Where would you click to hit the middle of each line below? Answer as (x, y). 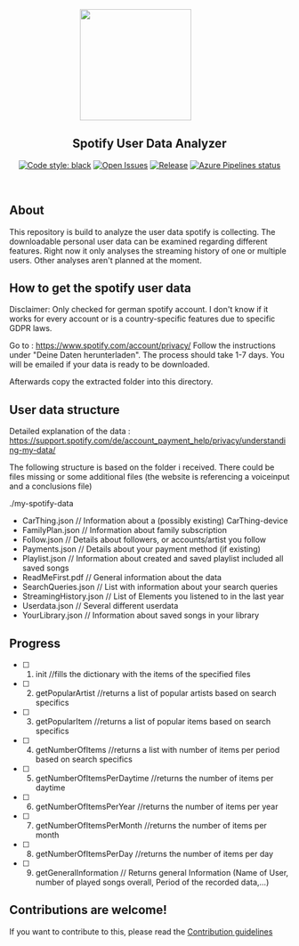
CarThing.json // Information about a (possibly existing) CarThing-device (155, 521)
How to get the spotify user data (100, 288)
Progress (35, 643)
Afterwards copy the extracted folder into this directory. (111, 382)
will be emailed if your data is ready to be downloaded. (110, 365)
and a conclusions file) (51, 486)
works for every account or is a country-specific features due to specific (142, 319)
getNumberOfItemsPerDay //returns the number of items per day (154, 854)
